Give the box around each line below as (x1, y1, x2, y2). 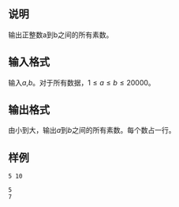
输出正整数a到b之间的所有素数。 (8, 30, 114, 40)
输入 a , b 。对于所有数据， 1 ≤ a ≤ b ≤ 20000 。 (8, 77, 155, 87)
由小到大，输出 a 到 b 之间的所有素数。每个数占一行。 (8, 126, 176, 135)
